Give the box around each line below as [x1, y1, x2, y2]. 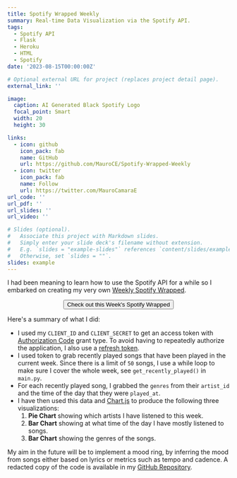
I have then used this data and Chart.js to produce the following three [17, 397, 219, 405]
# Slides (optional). [7, 226, 71, 234]
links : [7, 134, 27, 142]
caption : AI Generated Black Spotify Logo [13, 102, 140, 109]
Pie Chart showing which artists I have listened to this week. [28, 411, 204, 420]
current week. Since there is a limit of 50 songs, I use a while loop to [17, 359, 215, 368]
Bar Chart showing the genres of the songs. [28, 434, 157, 443]
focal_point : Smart [13, 108, 71, 115]
